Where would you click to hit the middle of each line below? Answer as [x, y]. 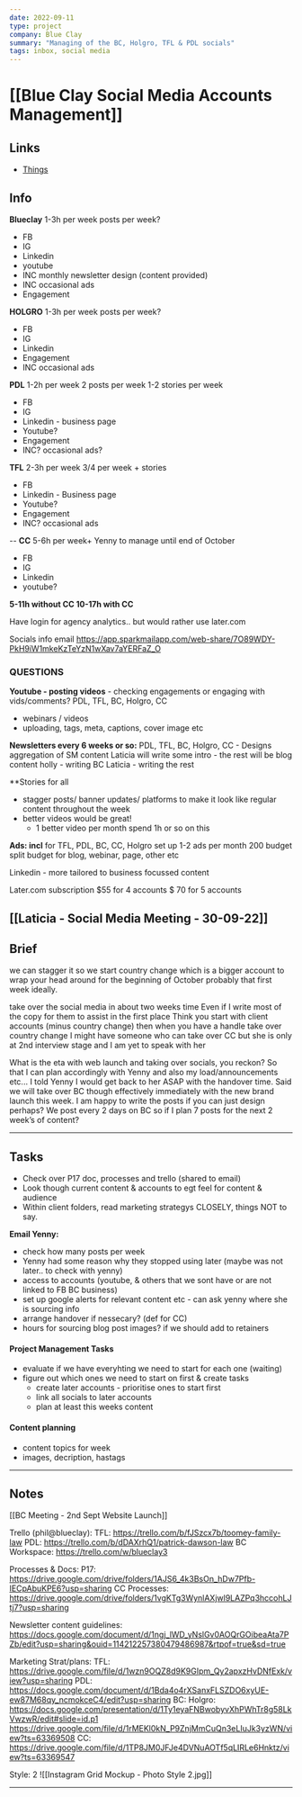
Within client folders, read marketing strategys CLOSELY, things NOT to [155, 1208]
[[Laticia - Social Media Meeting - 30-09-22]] [139, 918]
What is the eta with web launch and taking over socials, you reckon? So [143, 1063]
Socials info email [42, 639]
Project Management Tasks [62, 1348]
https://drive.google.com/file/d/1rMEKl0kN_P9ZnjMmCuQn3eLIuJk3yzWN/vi [151, 1729]
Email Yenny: [34, 1235]
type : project [36, 26]
